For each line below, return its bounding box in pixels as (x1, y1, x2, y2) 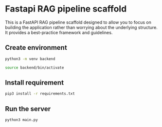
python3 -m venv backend (5, 56, 55, 61)
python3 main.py (5, 117, 38, 122)
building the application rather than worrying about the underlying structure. (5, 24, 158, 30)
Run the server (5, 105, 51, 113)
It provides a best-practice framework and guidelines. (5, 29, 113, 35)
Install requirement (5, 78, 64, 86)
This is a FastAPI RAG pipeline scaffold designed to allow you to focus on (5, 19, 152, 25)
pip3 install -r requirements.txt (5, 91, 75, 96)
